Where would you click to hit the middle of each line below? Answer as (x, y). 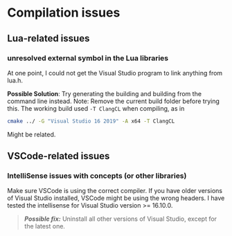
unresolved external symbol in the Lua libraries (88, 58)
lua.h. (15, 80)
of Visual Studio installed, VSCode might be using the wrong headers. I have (116, 198)
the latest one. (45, 226)
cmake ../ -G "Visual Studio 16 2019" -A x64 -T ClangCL (91, 121)
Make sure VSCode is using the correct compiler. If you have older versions (115, 191)
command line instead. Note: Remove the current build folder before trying (114, 101)
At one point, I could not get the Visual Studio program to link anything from (115, 73)
